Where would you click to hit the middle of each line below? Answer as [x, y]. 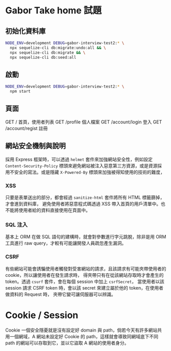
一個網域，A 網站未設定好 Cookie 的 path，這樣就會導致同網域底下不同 [84, 336]
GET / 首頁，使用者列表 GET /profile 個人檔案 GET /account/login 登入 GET [84, 122]
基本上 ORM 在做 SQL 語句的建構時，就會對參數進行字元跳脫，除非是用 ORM [86, 237]
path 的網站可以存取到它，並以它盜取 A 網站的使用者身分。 [67, 343]
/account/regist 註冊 [27, 128]
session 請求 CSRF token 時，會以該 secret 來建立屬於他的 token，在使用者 [84, 288]
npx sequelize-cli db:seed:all [43, 57]
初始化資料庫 [26, 31]
